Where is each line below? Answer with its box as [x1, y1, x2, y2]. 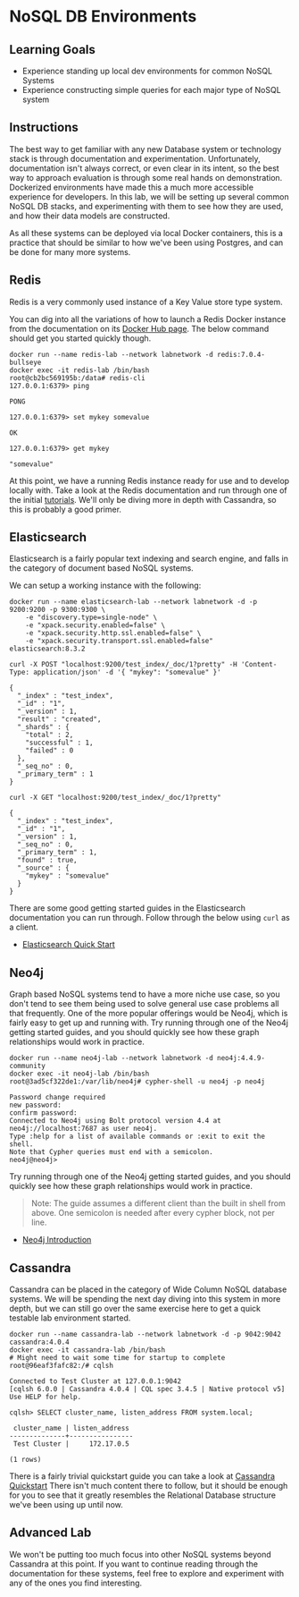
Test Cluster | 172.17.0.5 [12, 1440, 129, 1448]
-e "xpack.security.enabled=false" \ [25, 621, 166, 630]
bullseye [9, 358, 42, 367]
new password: [9, 1100, 62, 1110]
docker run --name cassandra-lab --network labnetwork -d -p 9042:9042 [9, 1330, 281, 1339]
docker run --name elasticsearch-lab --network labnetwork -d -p [9, 598, 257, 607]
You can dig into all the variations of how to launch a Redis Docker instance [9, 313, 287, 324]
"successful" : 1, [25, 738, 94, 748]
